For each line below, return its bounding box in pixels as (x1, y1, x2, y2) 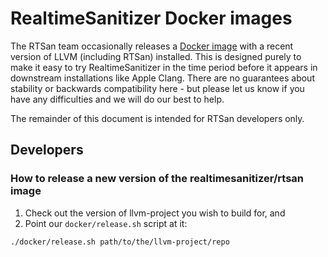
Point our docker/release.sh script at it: (24, 217, 188, 229)
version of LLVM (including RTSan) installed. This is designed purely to (10, 50, 302, 62)
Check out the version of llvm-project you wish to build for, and (24, 207, 286, 219)
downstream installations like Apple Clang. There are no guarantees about (10, 72, 315, 84)
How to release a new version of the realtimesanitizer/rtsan (10, 172, 305, 186)
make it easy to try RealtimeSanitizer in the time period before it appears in (10, 61, 318, 73)
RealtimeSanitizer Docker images (10, 7, 293, 30)
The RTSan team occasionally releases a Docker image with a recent (10, 40, 294, 52)
